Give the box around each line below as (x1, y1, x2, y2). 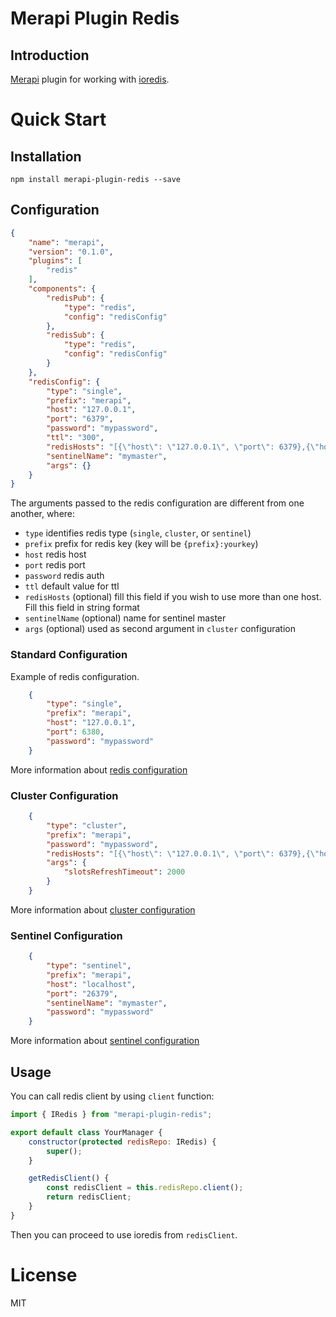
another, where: (10, 508, 76, 520)
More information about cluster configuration (10, 903, 196, 916)
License (10, 1263, 78, 1286)
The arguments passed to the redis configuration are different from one (10, 497, 305, 509)
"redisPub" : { (46, 293, 105, 303)
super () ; (46, 1146, 83, 1156)
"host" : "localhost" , (46, 979, 137, 989)
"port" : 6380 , (46, 727, 105, 737)
